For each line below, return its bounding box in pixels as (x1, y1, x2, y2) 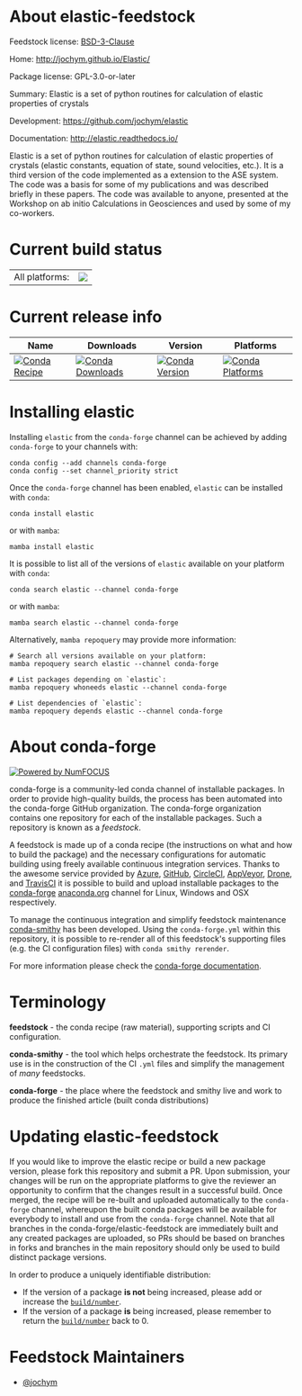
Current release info (9, 307, 163, 328)
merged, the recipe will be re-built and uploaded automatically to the (9, 1194, 263, 1205)
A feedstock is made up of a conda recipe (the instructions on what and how (9, 839, 293, 850)
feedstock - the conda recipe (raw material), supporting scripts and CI (9, 1022, 271, 1032)
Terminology (9, 992, 106, 1012)
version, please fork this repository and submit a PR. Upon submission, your (9, 1166, 290, 1176)
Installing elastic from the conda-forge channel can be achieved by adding (9, 431, 288, 442)
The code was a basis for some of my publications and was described (9, 178, 270, 190)
